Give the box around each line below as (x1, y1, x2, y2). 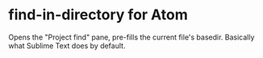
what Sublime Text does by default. (8, 40, 126, 50)
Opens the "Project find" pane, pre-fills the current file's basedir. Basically (8, 32, 255, 42)
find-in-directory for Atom (8, 6, 188, 24)
